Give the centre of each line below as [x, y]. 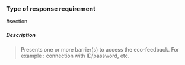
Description [21, 35]
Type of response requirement [51, 9]
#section [17, 22]
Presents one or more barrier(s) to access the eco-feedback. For [100, 50]
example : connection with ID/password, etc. [75, 56]
